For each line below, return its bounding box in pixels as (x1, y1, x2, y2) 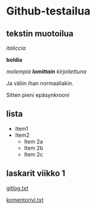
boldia (6, 56, 22, 63)
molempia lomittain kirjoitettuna (6, 68, 86, 75)
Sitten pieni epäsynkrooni (6, 91, 69, 98)
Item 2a (24, 138, 43, 145)
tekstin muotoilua (6, 28, 74, 39)
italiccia (6, 44, 26, 51)
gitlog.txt (6, 184, 29, 191)
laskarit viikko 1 (6, 168, 65, 179)
